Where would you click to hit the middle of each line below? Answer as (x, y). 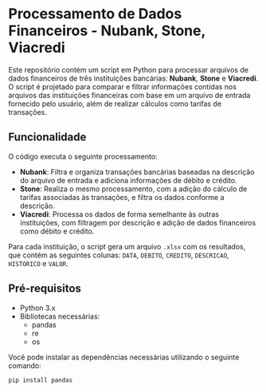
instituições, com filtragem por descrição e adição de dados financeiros (138, 222)
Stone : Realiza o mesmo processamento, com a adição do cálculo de (133, 189)
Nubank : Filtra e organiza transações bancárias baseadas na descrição (137, 171)
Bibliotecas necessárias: (60, 316)
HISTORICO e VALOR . (39, 263)
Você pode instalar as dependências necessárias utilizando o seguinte (124, 357)
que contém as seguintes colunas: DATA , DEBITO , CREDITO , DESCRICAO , (119, 255)
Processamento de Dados (95, 14)
